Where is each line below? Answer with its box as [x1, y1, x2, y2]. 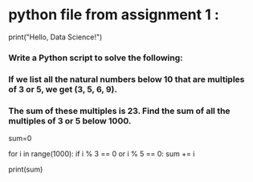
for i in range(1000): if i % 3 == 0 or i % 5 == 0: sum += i [8, 149, 195, 159]
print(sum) [8, 164, 43, 174]
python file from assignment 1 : [8, 6, 219, 24]
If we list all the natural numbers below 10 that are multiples [8, 74, 245, 85]
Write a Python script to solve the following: [8, 52, 183, 63]
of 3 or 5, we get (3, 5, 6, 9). [8, 83, 118, 95]
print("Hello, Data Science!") [8, 32, 103, 42]
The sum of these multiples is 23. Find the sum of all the [8, 105, 231, 116]
